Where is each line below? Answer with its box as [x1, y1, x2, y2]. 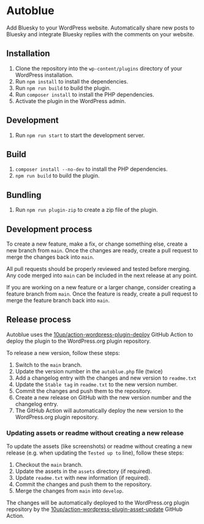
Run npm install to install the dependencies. [15, 77, 129, 85]
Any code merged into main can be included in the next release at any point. [6, 272, 198, 279]
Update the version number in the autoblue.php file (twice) [15, 367, 164, 375]
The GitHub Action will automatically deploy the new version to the [15, 407, 184, 414]
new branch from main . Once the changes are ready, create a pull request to [6, 247, 198, 254]
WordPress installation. [15, 71, 74, 79]
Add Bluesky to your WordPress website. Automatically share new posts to [6, 24, 195, 31]
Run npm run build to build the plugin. [15, 84, 111, 92]
